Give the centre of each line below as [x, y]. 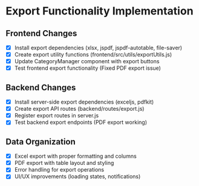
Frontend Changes [41, 33]
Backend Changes [41, 88]
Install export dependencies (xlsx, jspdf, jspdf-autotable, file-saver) [98, 48]
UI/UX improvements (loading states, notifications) [77, 176]
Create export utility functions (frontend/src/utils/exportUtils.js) [93, 55]
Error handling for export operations [59, 170]
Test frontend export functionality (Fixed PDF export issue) [88, 68]
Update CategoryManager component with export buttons [87, 61]
